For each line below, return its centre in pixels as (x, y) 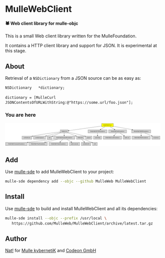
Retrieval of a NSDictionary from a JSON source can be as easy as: (73, 78)
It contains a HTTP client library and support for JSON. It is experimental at (81, 46)
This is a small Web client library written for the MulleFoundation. (71, 36)
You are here (20, 115)
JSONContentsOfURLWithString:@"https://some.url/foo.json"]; (69, 103)
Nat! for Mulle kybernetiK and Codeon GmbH (51, 251)
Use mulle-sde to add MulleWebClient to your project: (60, 172)
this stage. (16, 51)
